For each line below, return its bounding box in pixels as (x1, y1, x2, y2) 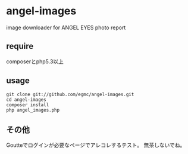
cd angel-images (6, 97, 46, 103)
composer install (6, 101, 49, 108)
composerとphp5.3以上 (6, 58, 64, 65)
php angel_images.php (6, 107, 60, 113)
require (6, 41, 34, 51)
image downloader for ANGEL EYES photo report (6, 24, 126, 31)
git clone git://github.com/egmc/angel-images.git (6, 91, 134, 97)
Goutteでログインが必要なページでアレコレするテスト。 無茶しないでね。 (6, 141, 186, 149)
